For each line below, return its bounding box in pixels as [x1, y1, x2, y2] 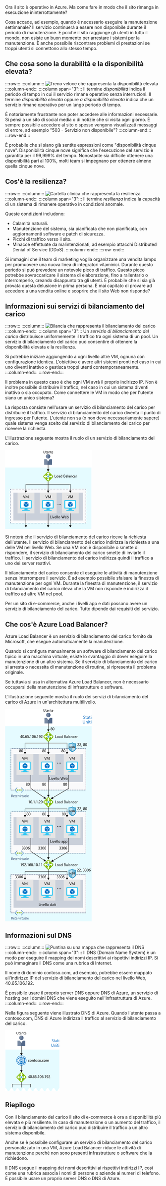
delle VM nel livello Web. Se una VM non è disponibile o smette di [5, 545, 139, 551]
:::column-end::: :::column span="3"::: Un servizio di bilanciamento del [5, 328, 149, 334]
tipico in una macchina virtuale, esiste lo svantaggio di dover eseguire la [5, 654, 153, 660]
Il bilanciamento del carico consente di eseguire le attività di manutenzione [5, 570, 158, 576]
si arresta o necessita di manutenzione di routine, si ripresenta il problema [5, 664, 156, 670]
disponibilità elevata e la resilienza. [5, 344, 76, 350]
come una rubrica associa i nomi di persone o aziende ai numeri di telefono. [5, 1170, 160, 1176]
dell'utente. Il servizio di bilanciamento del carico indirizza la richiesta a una [5, 539, 160, 545]
